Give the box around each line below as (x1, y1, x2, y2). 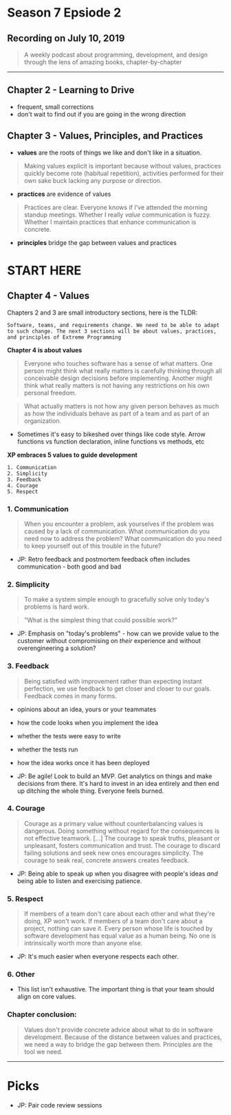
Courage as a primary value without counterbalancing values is (23, 819, 203, 827)
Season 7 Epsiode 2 (7, 5, 122, 21)
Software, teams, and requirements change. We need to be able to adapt (7, 322, 220, 328)
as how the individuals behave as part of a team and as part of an (23, 409, 210, 417)
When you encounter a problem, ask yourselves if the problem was (23, 520, 214, 528)
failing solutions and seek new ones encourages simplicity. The (23, 849, 204, 857)
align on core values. (16, 992, 77, 1001)
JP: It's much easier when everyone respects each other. (16, 952, 179, 960)
